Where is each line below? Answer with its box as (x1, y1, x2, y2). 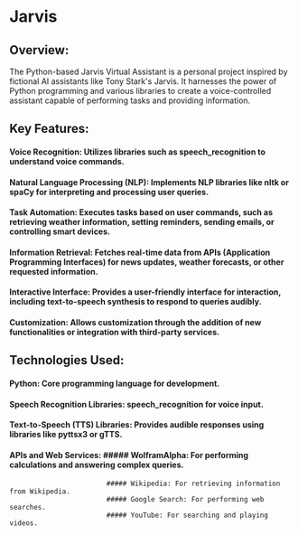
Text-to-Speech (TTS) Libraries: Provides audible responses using (9, 419, 265, 430)
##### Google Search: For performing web (106, 495, 265, 504)
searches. (9, 503, 47, 512)
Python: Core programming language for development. (9, 378, 220, 389)
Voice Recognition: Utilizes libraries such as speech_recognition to (9, 146, 266, 157)
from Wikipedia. (9, 487, 70, 496)
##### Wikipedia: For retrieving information (106, 479, 281, 489)
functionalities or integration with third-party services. (9, 326, 219, 337)
